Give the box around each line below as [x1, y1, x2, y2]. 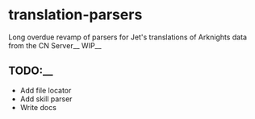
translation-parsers [8, 6, 143, 24]
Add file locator [19, 85, 72, 95]
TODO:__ [8, 64, 53, 78]
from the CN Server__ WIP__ [8, 40, 102, 50]
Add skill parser [19, 94, 73, 104]
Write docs [19, 102, 56, 112]
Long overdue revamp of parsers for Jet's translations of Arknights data [8, 32, 248, 42]
